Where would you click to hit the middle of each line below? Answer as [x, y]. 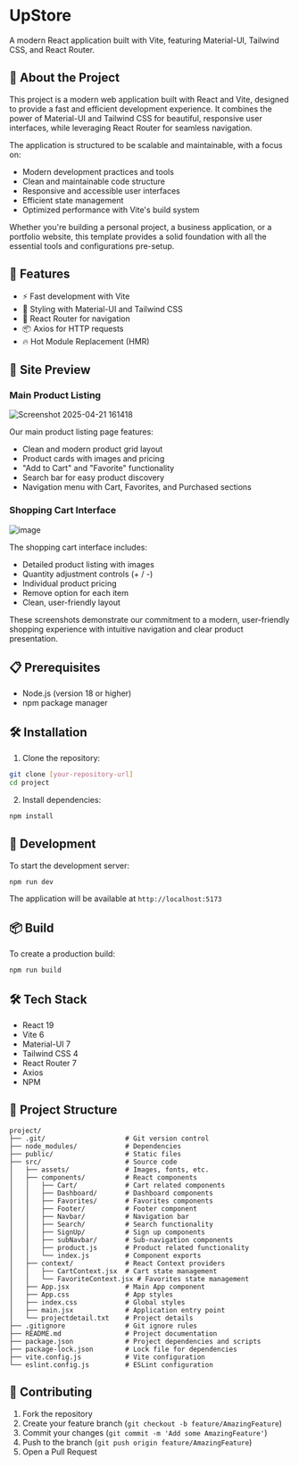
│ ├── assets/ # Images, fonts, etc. [109, 1170]
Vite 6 [33, 1034]
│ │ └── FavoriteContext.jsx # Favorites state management [129, 1279]
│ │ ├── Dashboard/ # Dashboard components [112, 1193]
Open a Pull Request [60, 1452]
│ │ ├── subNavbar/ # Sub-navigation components [121, 1240]
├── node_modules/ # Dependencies [95, 1146]
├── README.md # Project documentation [113, 1333]
